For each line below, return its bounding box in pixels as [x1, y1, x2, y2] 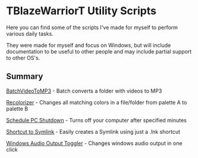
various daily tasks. [6, 30, 54, 37]
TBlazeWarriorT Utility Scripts [6, 4, 156, 18]
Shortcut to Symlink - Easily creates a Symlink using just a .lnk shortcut [6, 128, 180, 135]
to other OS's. [6, 54, 40, 61]
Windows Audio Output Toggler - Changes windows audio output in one [6, 140, 183, 147]
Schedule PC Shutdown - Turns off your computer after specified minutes [6, 116, 187, 124]
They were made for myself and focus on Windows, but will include [6, 42, 171, 49]
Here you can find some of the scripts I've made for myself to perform [6, 24, 178, 31]
